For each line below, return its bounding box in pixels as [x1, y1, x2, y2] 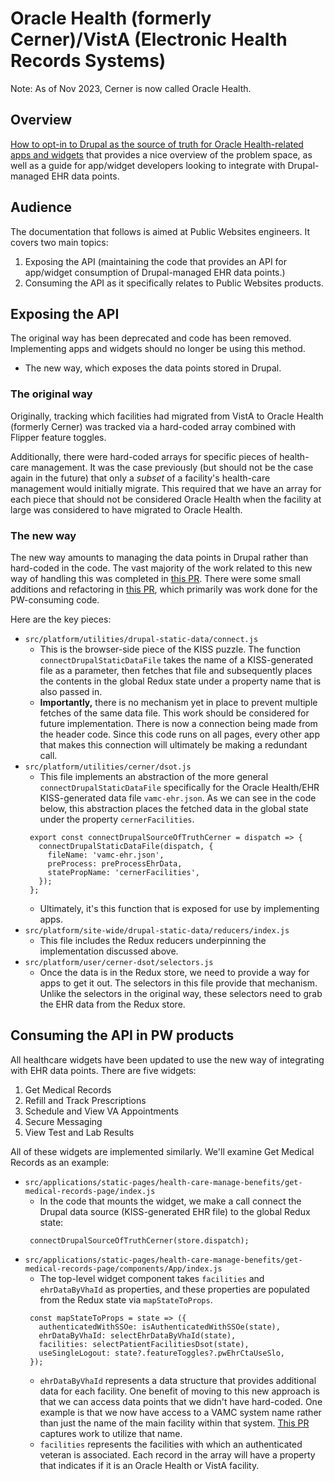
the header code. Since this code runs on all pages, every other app [39, 728, 320, 740]
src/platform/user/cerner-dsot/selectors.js [24, 957, 214, 967]
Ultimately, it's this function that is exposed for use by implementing [39, 902, 320, 914]
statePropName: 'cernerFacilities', [47, 867, 200, 877]
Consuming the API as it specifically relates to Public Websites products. [24, 277, 324, 289]
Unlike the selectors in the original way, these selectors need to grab [39, 987, 323, 999]
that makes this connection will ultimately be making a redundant [39, 738, 308, 751]
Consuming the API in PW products [10, 1027, 235, 1044]
